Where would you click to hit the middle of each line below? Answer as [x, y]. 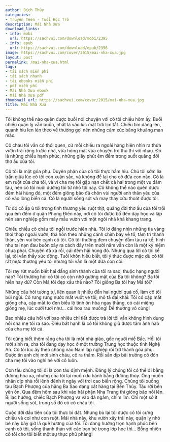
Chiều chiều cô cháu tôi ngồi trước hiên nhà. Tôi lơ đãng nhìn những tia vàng [85, 229]
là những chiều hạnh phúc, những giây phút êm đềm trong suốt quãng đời [82, 156]
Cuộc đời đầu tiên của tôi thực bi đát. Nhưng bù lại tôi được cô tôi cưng [79, 412]
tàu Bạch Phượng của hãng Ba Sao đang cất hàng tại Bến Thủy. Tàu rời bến [84, 386]
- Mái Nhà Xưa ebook [27, 90]
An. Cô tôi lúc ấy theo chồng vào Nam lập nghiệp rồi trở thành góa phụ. [80, 350]
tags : [11, 67]
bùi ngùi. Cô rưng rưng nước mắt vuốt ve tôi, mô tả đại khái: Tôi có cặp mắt [83, 297]
